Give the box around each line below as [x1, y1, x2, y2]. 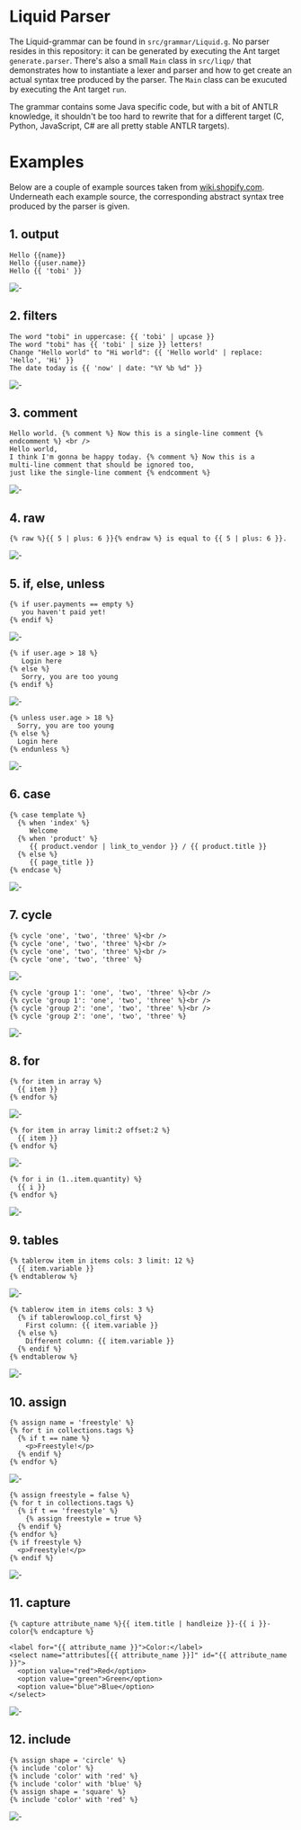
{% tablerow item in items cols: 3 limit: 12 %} [9, 1256, 195, 1265]
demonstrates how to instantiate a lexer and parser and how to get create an [9, 65, 292, 76]
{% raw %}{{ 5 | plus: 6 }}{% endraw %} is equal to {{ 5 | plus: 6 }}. [9, 534, 288, 543]
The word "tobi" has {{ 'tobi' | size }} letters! [9, 340, 203, 349]
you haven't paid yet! [21, 607, 106, 617]
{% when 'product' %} [17, 834, 99, 843]
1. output [9, 227, 60, 242]
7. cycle [9, 907, 52, 923]
